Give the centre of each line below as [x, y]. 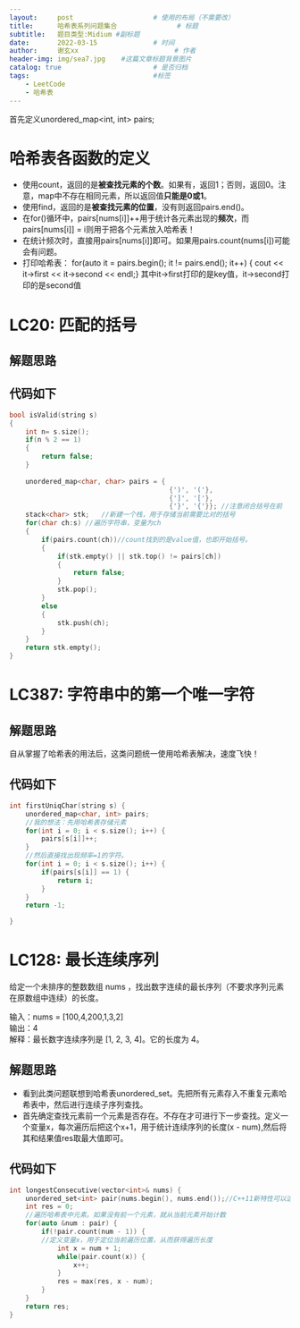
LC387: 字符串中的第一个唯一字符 [132, 695]
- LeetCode [46, 84]
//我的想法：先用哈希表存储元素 [76, 822]
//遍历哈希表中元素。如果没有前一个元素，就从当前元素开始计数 [125, 1215]
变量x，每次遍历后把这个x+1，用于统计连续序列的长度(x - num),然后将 [158, 1127]
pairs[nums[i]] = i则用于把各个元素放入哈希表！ [108, 230]
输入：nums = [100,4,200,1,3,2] [67, 1017]
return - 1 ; [46, 905]
